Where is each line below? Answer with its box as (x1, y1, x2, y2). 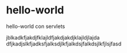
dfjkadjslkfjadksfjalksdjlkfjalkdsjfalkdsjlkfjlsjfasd (6, 40, 122, 47)
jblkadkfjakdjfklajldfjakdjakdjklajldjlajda (6, 34, 100, 41)
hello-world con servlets (6, 23, 66, 30)
